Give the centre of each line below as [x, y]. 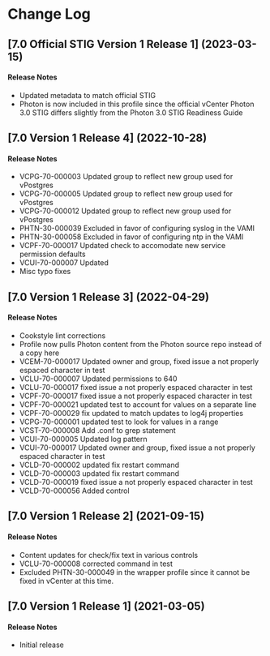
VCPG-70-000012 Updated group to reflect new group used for [125, 211]
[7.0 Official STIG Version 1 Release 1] [103, 44]
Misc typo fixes [45, 272]
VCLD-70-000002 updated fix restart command [99, 465]
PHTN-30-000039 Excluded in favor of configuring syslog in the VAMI [137, 229]
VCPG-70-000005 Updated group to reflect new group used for [126, 194]
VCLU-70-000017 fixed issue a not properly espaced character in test [136, 387]
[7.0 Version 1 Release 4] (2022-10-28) [107, 138]
